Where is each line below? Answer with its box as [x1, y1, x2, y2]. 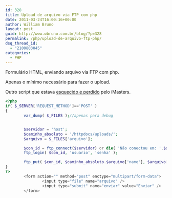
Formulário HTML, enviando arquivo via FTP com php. [5, 69, 119, 75]
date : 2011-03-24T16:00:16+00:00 [5, 17, 77, 22]
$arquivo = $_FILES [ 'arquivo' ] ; [24, 136, 93, 141]
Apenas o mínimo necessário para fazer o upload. [5, 79, 111, 85]
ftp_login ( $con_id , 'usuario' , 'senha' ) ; [24, 150, 118, 156]
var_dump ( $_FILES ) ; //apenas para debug [24, 113, 114, 118]
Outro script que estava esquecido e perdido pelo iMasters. [5, 89, 131, 95]
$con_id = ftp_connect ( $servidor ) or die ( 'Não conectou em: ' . [24, 145, 164, 151]
